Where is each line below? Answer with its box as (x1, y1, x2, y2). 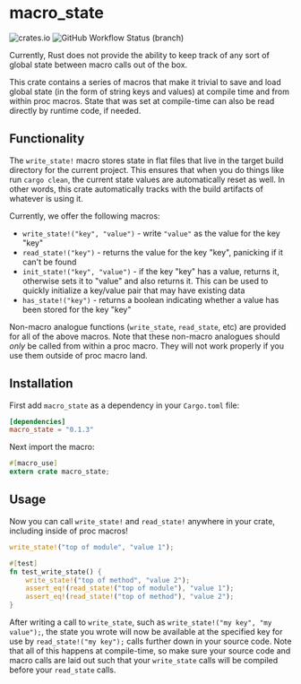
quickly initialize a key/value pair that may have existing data (21, 285, 245, 296)
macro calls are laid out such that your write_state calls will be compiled (9, 655, 279, 665)
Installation (9, 376, 73, 392)
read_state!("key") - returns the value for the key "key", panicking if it (21, 247, 284, 257)
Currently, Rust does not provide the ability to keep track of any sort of (9, 49, 271, 60)
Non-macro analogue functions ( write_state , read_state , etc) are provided (9, 321, 287, 332)
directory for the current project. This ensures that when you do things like (9, 164, 285, 175)
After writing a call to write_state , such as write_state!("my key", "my (9, 617, 272, 628)
